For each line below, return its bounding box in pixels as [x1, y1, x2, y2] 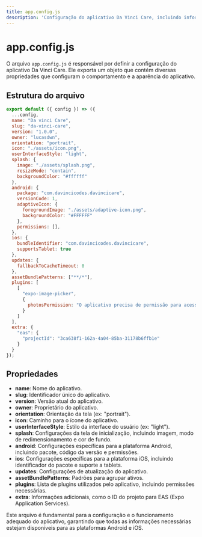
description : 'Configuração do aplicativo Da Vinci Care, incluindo [6, 14, 182, 20]
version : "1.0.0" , [11, 129, 58, 135]
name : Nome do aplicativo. [14, 385, 82, 392]
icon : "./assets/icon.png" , [11, 146, 82, 152]
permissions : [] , [17, 224, 61, 230]
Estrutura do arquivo [6, 90, 85, 100]
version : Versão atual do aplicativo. [14, 397, 103, 405]
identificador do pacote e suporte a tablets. [14, 461, 123, 469]
